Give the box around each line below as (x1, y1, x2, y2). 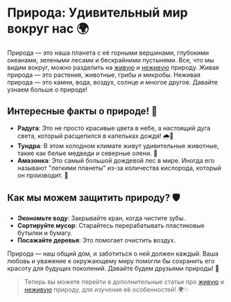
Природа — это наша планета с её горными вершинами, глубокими (7, 48, 209, 57)
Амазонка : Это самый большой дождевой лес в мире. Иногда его (17, 156, 215, 164)
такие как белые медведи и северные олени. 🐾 (17, 149, 158, 157)
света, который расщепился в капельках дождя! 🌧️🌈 (17, 132, 174, 140)
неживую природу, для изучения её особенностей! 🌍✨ (24, 285, 189, 294)
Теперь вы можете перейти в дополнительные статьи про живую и (24, 277, 225, 285)
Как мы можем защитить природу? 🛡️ (7, 192, 180, 204)
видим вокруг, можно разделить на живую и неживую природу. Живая (7, 63, 220, 71)
